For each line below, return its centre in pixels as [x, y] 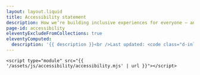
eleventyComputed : [29, 39]
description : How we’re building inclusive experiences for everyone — [97, 22]
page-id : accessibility [36, 28]
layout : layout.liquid [34, 12]
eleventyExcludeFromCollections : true [54, 34]
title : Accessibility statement [46, 17]
